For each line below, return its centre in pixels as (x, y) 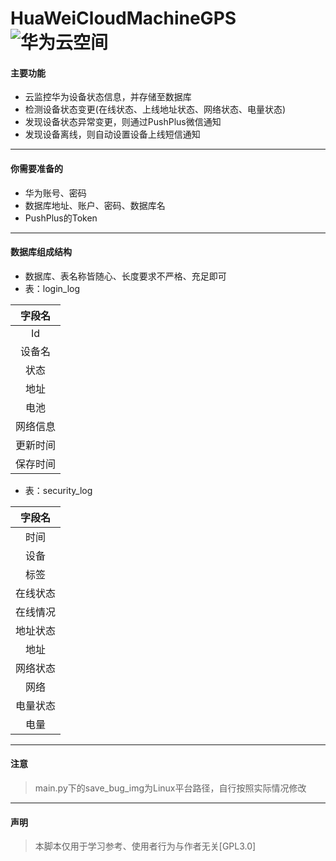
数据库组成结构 (41, 252)
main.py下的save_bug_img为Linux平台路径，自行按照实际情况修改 (170, 788)
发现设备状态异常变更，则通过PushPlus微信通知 (123, 122)
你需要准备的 (36, 168)
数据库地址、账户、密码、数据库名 (95, 205)
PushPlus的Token (61, 218)
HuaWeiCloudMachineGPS (123, 18)
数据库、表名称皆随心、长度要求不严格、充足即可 (125, 276)
